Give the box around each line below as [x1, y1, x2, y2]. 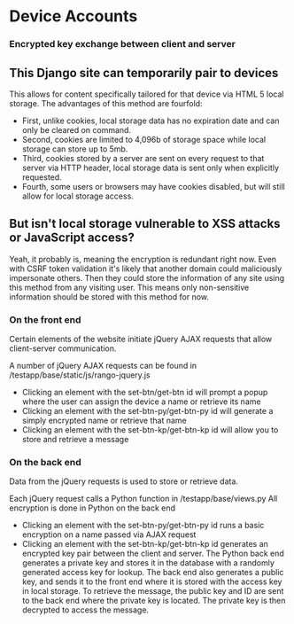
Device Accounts [9, 6, 138, 27]
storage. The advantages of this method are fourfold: [9, 97, 203, 108]
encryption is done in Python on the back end [9, 503, 175, 513]
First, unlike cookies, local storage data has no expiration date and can [21, 115, 280, 126]
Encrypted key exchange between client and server [9, 38, 236, 51]
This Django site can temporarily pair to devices [9, 65, 279, 81]
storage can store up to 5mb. [21, 144, 128, 154]
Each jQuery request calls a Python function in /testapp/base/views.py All [9, 494, 278, 504]
